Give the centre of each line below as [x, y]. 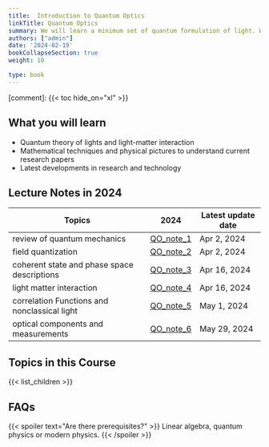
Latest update [228, 215]
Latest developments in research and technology [100, 167]
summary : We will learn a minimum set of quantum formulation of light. [132, 30]
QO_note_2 [171, 252]
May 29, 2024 [226, 329]
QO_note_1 [171, 239]
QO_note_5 [171, 306]
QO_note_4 [171, 288]
